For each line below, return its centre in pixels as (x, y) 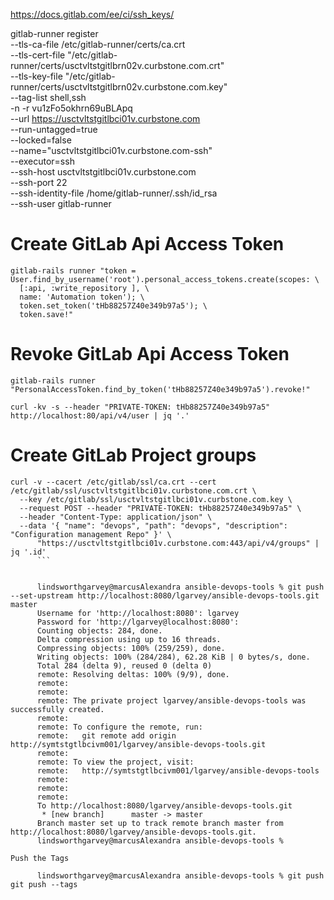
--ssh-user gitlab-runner (61, 203)
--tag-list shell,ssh (48, 97)
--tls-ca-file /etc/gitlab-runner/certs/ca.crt (98, 44)
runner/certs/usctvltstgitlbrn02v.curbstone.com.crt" (117, 65)
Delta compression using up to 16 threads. (129, 639)
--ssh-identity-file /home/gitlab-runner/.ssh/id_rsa (114, 193)
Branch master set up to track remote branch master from (160, 823)
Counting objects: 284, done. (99, 630)
